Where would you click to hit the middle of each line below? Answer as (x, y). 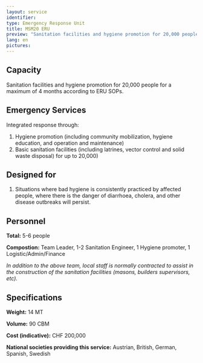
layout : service (27, 12)
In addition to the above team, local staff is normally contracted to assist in (100, 266)
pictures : (19, 46)
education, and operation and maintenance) (69, 143)
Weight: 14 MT (25, 312)
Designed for (31, 175)
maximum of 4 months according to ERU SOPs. (65, 91)
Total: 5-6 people (28, 236)
